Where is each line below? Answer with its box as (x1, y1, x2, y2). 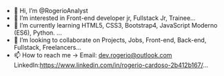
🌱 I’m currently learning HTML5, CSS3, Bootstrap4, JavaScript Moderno (13, 21, 218, 29)
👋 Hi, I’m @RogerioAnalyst (13, 7, 88, 15)
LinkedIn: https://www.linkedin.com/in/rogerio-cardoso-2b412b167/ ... (13, 61, 209, 69)
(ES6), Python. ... (13, 28, 62, 37)
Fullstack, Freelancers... (13, 44, 81, 51)
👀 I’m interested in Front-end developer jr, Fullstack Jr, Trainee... (13, 14, 196, 22)
